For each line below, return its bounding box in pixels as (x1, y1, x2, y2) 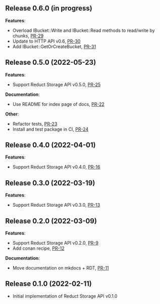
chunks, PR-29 (12, 32, 44, 39)
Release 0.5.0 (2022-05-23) (5, 58, 96, 67)
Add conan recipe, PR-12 (12, 245, 65, 251)
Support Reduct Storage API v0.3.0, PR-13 (12, 202, 100, 208)
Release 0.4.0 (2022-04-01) (5, 141, 96, 149)
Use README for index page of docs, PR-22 (12, 101, 105, 107)
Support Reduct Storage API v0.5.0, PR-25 (12, 81, 101, 88)
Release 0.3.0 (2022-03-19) (5, 178, 95, 187)
